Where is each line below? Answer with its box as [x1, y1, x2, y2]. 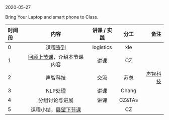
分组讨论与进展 [38, 97, 74, 103]
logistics [92, 44, 112, 51]
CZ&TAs [119, 96, 138, 103]
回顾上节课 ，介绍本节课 [28, 54, 84, 60]
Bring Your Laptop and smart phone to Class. [5, 14, 99, 20]
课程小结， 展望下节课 [30, 106, 81, 113]
